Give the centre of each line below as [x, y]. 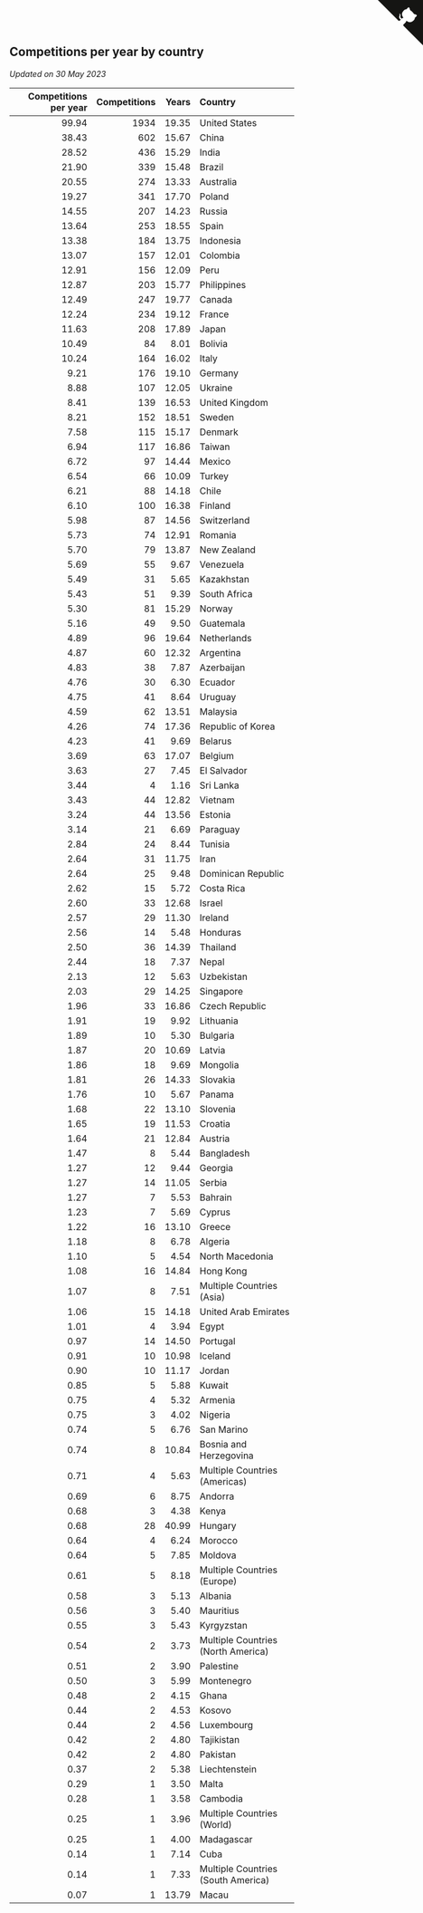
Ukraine [216, 388]
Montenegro [226, 1680]
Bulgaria [217, 1035]
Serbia [213, 1182]
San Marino [224, 1429]
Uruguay [218, 697]
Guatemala [222, 623]
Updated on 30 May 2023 [58, 73]
